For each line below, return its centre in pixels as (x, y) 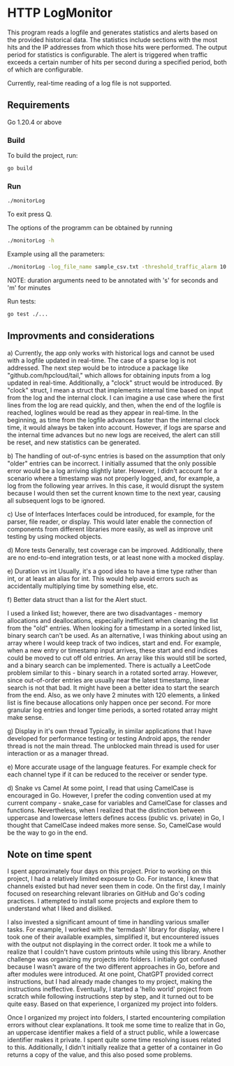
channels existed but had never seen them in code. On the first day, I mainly (116, 886)
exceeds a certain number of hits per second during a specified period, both (117, 62)
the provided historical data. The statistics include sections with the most (112, 39)
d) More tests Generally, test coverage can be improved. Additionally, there (115, 550)
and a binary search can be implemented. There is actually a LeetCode (109, 665)
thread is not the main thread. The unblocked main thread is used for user (113, 746)
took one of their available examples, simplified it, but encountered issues (113, 937)
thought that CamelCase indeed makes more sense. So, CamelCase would (114, 825)
